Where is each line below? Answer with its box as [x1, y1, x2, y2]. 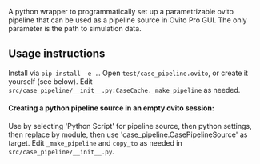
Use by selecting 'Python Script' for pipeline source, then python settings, [8, 122, 252, 131]
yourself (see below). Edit [8, 76, 94, 86]
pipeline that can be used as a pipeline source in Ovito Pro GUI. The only [8, 15, 247, 25]
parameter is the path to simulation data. [8, 24, 142, 33]
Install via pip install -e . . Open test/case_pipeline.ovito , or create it [8, 68, 248, 78]
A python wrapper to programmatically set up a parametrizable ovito [8, 7, 234, 16]
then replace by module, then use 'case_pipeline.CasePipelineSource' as [8, 130, 248, 139]
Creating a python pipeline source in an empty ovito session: [8, 103, 214, 113]
